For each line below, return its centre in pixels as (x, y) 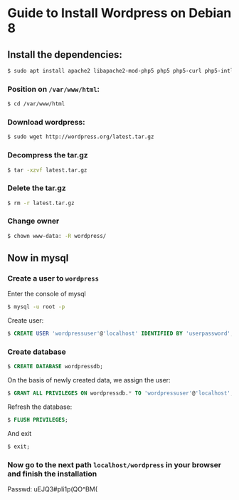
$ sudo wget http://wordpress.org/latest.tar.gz (81, 137)
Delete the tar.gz (37, 188)
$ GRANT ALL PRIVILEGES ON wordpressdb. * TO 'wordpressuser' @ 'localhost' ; (121, 393)
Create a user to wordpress (53, 278)
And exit (20, 434)
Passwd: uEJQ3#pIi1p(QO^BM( (53, 489)
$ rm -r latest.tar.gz (41, 203)
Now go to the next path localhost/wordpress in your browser (115, 464)
